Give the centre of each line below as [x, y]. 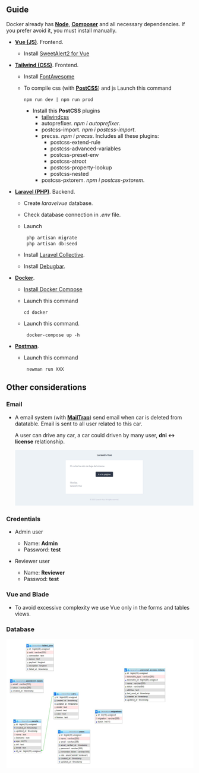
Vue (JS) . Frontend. [39, 42]
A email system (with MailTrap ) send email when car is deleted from [98, 417]
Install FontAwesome [49, 76]
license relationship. [40, 441]
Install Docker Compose [53, 289]
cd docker [36, 312]
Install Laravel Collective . [54, 254]
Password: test [42, 550]
